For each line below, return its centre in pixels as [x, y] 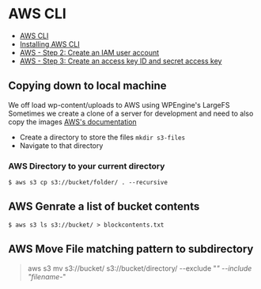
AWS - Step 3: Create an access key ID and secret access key [121, 61]
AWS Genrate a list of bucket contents [104, 207]
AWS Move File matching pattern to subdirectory [131, 249]
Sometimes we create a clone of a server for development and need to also [131, 113]
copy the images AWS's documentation [72, 122]
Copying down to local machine [88, 86]
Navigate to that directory [61, 145]
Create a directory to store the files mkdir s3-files [102, 137]
